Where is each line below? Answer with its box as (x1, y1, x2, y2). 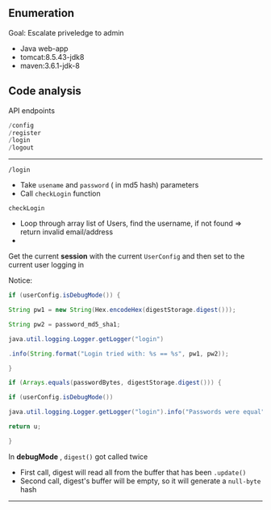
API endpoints (8, 105, 55, 116)
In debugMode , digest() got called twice (8, 452, 148, 462)
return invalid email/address (19, 227, 114, 237)
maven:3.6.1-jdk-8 (19, 61, 81, 70)
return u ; (8, 423, 42, 431)
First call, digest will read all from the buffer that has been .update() (19, 467, 247, 477)
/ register (8, 129, 42, 137)
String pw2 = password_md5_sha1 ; (8, 320, 121, 328)
